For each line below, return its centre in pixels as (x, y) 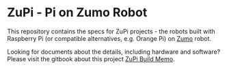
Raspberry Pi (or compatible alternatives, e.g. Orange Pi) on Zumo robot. (109, 38)
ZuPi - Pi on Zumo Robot (77, 13)
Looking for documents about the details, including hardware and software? (114, 52)
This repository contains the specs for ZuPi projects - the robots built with (111, 31)
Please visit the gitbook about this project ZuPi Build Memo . (91, 58)
